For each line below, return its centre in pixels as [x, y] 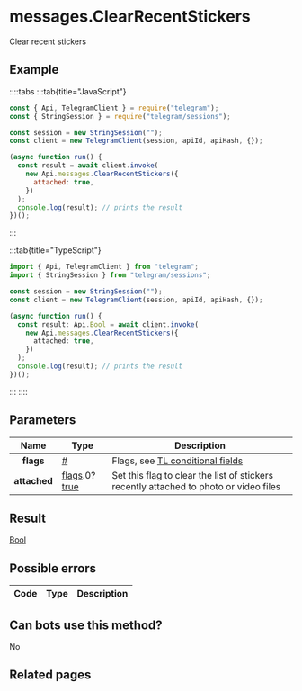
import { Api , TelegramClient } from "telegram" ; [104, 267]
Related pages [50, 675]
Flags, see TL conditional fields [178, 461]
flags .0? [79, 475]
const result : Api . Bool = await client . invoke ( [108, 324]
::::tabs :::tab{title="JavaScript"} [68, 91]
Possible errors [53, 568]
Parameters [43, 420]
